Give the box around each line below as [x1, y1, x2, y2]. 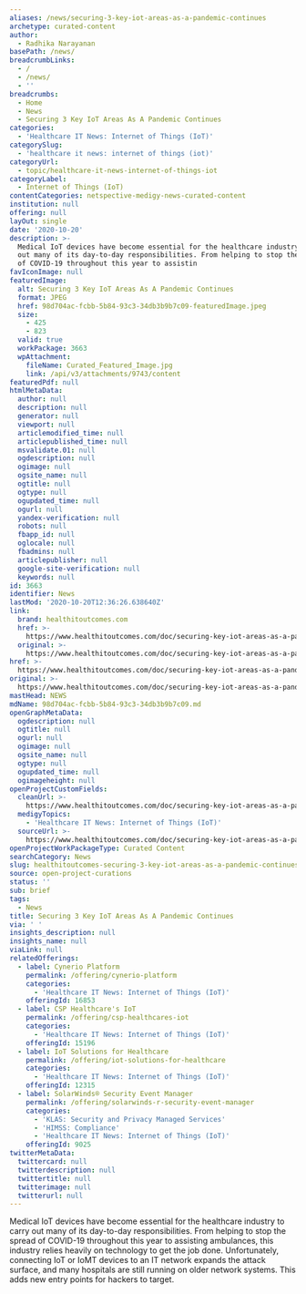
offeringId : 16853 [25, 996, 96, 1005]
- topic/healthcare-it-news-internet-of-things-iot [17, 166, 219, 175]
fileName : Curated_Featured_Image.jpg [25, 361, 173, 370]
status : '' [9, 878, 51, 887]
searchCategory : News [9, 852, 92, 861]
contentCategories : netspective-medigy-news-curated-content [9, 191, 247, 200]
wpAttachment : [17, 352, 71, 361]
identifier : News [9, 590, 76, 599]
